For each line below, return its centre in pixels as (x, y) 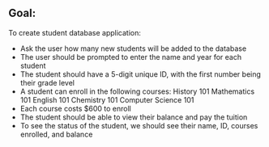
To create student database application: (75, 32)
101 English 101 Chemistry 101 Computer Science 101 (107, 99)
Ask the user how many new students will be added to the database (133, 48)
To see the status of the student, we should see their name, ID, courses (139, 125)
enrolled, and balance (56, 134)
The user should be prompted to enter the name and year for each (131, 57)
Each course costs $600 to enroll (75, 108)
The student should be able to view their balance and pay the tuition (134, 117)
